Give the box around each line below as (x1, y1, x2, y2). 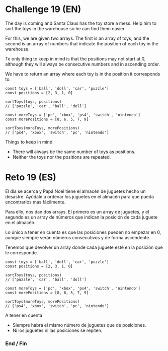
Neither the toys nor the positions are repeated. (12, 154, 111, 160)
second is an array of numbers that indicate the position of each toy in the (5, 40, 158, 46)
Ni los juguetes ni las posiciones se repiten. (12, 327, 103, 333)
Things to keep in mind (5, 138, 53, 145)
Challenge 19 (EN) (5, 4, 81, 15)
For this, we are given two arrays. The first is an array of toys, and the (5, 35, 150, 41)
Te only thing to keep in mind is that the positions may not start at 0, (5, 55, 146, 61)
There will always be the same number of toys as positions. (12, 149, 136, 155)
